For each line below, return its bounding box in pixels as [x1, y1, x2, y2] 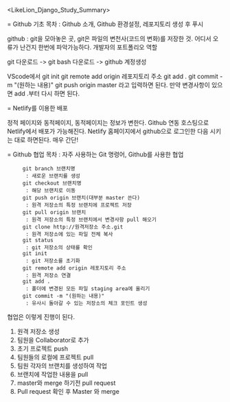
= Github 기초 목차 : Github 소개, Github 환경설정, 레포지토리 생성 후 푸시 [7, 20, 204, 28]
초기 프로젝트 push [16, 344, 69, 353]
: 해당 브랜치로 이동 [25, 187, 76, 194]
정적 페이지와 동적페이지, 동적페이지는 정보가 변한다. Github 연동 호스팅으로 [7, 119, 209, 126]
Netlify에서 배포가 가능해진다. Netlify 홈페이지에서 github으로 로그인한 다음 [7, 127, 209, 135]
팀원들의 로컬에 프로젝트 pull [16, 353, 94, 361]
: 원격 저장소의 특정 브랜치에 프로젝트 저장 [25, 202, 132, 209]
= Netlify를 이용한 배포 [7, 104, 69, 112]
